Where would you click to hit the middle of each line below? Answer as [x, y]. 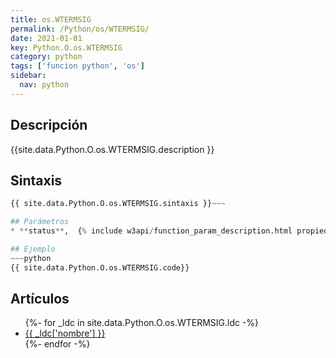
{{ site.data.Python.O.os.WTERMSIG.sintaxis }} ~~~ [118, 204]
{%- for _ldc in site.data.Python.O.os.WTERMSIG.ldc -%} [142, 323]
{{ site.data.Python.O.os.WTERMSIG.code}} [100, 267]
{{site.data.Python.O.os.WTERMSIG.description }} [112, 149]
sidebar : [28, 76]
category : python [46, 57]
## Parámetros [40, 222]
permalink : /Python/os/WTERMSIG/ [80, 29]
